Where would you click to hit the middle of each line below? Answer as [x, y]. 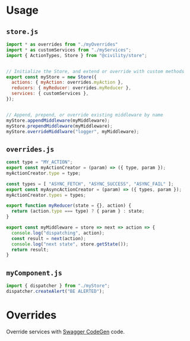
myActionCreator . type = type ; [44, 173]
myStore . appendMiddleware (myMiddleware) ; [58, 120]
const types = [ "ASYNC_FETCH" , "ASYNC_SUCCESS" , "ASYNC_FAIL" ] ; [90, 184]
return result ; [30, 250]
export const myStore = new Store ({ [51, 77]
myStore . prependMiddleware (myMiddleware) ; [59, 126]
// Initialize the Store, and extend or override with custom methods [95, 71]
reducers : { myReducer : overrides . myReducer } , [72, 88]
